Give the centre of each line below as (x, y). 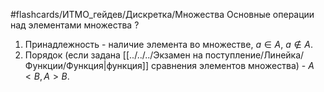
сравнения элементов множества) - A (232, 65)
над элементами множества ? (75, 25)
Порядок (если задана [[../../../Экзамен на (113, 55)
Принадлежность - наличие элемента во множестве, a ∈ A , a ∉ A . (169, 44)
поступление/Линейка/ (254, 55)
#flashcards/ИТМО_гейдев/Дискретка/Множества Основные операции (162, 14)
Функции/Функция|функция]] (87, 65)
